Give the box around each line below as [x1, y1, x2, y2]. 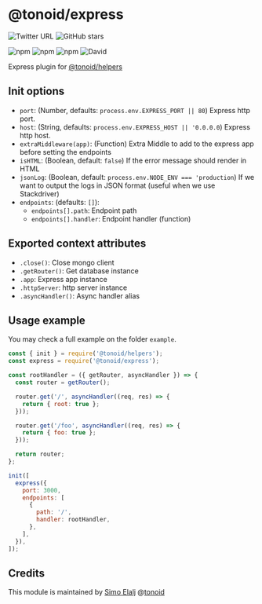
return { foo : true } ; [22, 429, 96, 437]
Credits [8, 566, 45, 580]
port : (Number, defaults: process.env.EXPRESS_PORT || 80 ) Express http [19, 105, 251, 115]
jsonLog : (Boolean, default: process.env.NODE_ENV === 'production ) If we [19, 172, 255, 181]
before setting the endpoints [19, 147, 112, 156]
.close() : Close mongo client [19, 258, 115, 267]
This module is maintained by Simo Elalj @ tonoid [8, 588, 165, 597]
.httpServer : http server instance [19, 283, 128, 292]
